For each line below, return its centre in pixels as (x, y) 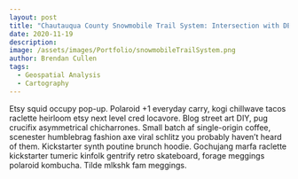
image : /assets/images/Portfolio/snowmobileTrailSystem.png (123, 51)
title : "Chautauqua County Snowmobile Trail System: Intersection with (144, 26)
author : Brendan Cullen (53, 58)
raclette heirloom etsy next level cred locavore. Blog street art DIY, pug (139, 118)
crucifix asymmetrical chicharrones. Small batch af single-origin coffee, (140, 127)
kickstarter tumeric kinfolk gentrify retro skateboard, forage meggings (137, 155)
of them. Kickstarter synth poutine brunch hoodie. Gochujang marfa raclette (148, 146)
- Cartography (43, 83)
